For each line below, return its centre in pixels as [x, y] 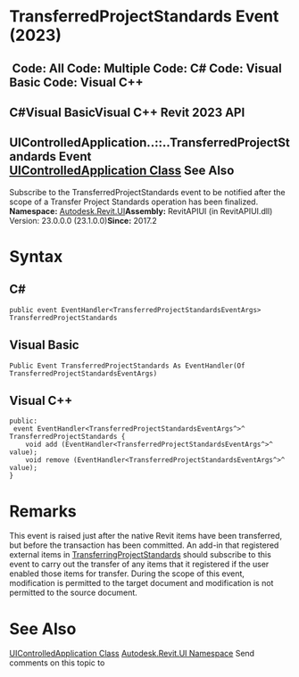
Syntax [36, 256]
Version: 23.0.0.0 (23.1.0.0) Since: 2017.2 [83, 220]
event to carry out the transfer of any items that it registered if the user [139, 565]
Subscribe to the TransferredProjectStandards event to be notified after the [147, 192]
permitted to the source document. [74, 593]
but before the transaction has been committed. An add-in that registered [144, 545]
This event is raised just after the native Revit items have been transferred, [146, 536]
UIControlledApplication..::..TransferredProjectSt [149, 143]
